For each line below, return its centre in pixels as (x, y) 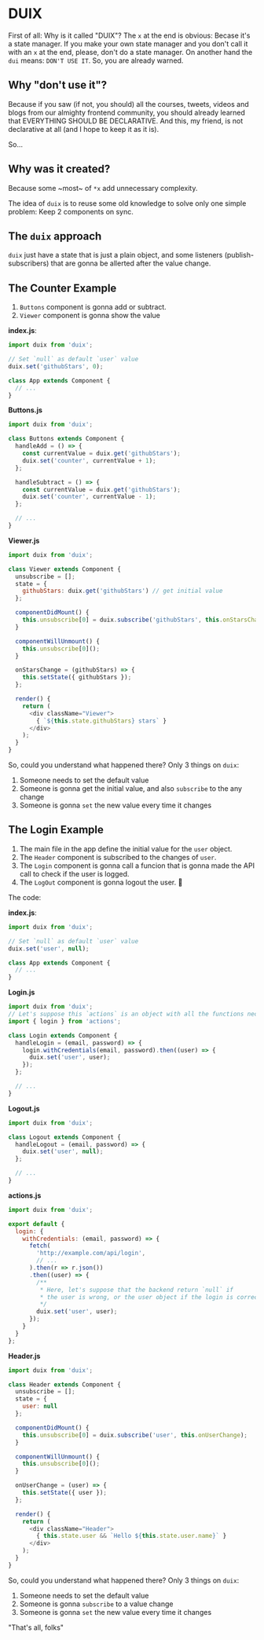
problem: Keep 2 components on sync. (71, 211)
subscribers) (29, 263)
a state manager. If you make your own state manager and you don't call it (128, 43)
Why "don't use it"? (58, 85)
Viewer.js (24, 540)
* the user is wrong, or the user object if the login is (137, 1297)
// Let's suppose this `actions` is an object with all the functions (126, 1014)
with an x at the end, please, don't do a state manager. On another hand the (130, 52)
